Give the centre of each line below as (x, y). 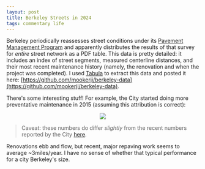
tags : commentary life (35, 23)
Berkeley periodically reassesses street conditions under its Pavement (95, 41)
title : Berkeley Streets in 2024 (49, 18)
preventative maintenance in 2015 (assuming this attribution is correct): (96, 105)
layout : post (23, 12)
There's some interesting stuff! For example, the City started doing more (97, 98)
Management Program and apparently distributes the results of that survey (100, 47)
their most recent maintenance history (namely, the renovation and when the (103, 67)
